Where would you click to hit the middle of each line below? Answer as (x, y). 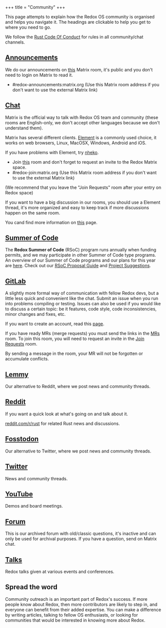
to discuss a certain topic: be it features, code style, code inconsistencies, (81, 309)
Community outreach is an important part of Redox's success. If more (76, 599)
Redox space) (19, 192)
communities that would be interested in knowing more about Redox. (75, 620)
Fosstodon (22, 439)
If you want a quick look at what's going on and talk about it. (67, 414)
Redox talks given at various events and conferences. (60, 571)
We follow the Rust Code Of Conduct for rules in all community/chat (74, 37)
